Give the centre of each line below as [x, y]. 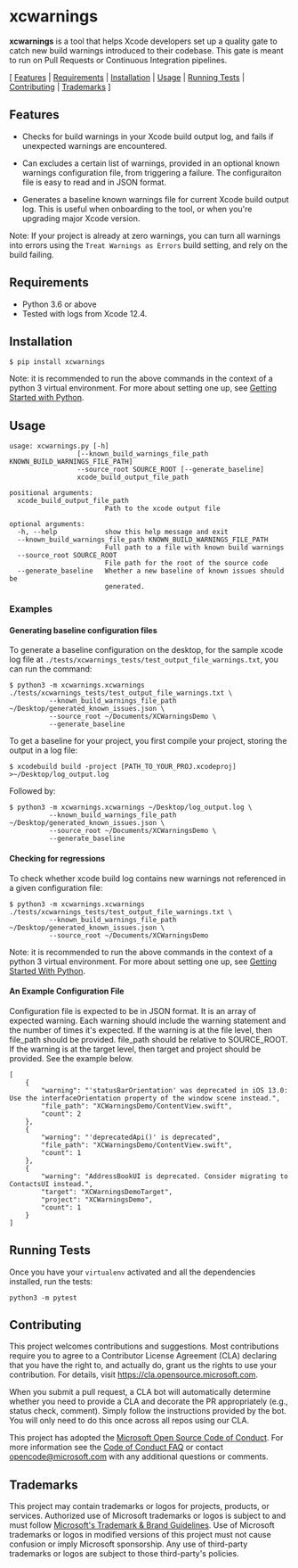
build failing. [32, 254]
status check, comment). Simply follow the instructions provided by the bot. [148, 1411]
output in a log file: [44, 750]
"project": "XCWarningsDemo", [97, 1200]
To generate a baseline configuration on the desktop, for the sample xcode [146, 650]
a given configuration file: [56, 887]
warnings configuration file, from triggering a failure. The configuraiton [152, 172]
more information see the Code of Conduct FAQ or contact [117, 1448]
